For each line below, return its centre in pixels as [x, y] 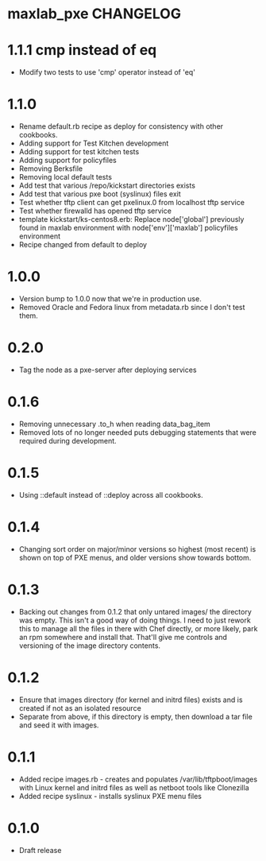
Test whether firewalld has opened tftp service [95, 211]
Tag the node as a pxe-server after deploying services [108, 370]
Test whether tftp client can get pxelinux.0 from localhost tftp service [132, 203]
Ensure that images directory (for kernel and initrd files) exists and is [131, 700]
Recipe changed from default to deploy [83, 245]
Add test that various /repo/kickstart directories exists [107, 186]
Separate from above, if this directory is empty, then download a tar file [136, 716]
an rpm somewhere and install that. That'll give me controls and [123, 637]
